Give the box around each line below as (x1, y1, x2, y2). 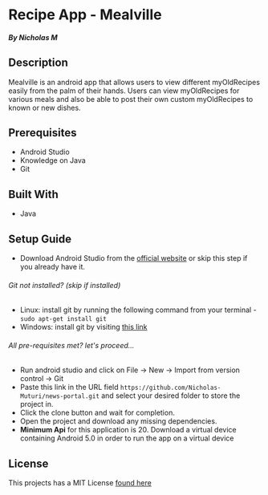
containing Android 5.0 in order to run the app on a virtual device (19, 433, 234, 443)
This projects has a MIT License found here (8, 478, 152, 488)
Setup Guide (8, 232, 72, 245)
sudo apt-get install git (19, 315, 107, 323)
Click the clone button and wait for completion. (19, 408, 175, 418)
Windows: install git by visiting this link (19, 323, 148, 332)
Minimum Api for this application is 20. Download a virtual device (19, 425, 237, 435)
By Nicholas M (8, 32, 58, 42)
